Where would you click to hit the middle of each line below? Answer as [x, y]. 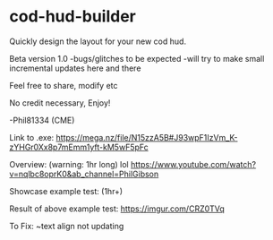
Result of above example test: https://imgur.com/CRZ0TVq [117, 209]
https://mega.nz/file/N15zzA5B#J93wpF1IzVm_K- [147, 137]
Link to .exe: [32, 137]
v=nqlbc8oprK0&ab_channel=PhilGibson [84, 174]
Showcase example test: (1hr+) [66, 191]
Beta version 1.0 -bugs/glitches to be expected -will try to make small [137, 58]
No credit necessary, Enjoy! [60, 103]
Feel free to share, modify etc [64, 85]
